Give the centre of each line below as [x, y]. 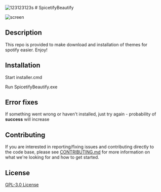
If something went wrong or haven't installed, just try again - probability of [81, 114]
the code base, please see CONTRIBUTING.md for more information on [78, 152]
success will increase [27, 119]
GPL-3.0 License [22, 185]
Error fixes [22, 102]
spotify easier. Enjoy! [26, 50]
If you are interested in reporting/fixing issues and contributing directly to [80, 147]
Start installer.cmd [24, 77]
